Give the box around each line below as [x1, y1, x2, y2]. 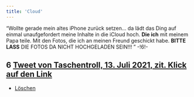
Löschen [14, 85, 36, 92]
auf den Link [6, 70, 53, 79]
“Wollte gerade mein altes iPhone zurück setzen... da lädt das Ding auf [6, 25, 177, 32]
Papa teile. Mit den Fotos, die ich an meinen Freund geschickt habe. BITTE [6, 37, 186, 44]
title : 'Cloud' [6, 8, 43, 15]
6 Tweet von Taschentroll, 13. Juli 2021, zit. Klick [6, 60, 187, 70]
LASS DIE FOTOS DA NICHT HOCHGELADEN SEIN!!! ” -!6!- [6, 43, 148, 50]
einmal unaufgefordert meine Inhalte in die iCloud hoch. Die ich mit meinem [6, 30, 189, 38]
